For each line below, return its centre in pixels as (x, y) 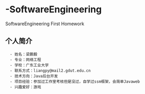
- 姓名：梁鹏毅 (23, 54)
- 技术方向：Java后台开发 (34, 76)
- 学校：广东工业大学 (29, 65)
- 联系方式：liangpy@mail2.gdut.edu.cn (50, 70)
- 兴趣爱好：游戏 (26, 87)
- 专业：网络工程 (26, 60)
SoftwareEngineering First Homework (45, 24)
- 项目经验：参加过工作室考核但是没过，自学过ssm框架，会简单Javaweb (75, 81)
